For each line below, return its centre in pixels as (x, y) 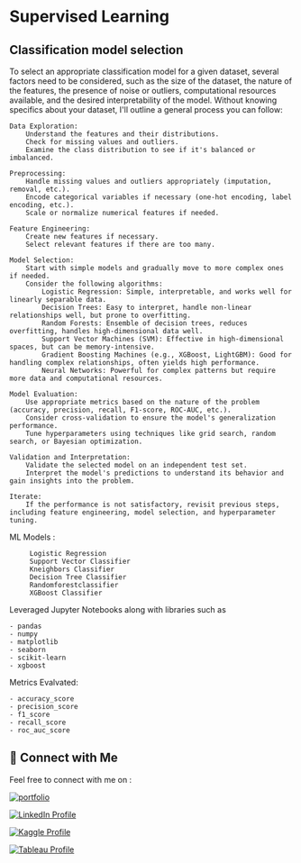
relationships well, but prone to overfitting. (100, 315)
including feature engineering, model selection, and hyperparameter (143, 513)
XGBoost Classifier (66, 593)
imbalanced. (32, 158)
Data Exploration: (44, 126)
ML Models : (32, 537)
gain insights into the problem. (72, 481)
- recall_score (38, 722)
